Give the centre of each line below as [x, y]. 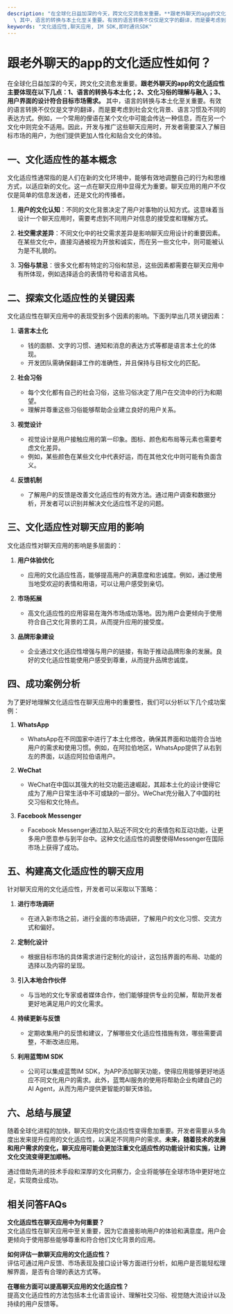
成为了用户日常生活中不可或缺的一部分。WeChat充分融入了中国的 [121, 793]
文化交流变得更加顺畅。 [41, 1157]
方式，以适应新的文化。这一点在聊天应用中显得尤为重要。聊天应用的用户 [110, 186]
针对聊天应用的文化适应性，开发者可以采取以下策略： [83, 889]
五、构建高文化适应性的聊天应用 [76, 871]
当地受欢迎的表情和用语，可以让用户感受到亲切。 [97, 583]
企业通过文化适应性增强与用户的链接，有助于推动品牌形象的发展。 [122, 651]
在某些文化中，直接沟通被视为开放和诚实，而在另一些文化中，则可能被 [118, 242]
